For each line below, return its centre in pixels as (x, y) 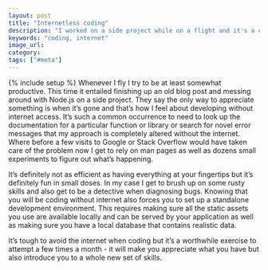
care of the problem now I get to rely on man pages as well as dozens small (132, 150)
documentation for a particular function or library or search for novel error (130, 125)
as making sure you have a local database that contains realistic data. (122, 225)
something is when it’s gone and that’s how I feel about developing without (131, 108)
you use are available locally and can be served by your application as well (131, 217)
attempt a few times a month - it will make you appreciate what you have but (134, 248)
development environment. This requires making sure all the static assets (128, 208)
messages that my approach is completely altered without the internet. (124, 133)
